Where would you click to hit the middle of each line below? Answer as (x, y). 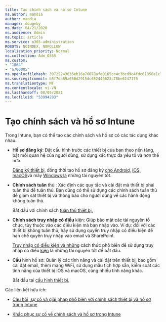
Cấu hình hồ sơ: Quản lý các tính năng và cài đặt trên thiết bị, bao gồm (84, 260)
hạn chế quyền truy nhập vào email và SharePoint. (63, 236)
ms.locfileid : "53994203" (32, 97)
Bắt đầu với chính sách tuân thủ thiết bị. (52, 210)
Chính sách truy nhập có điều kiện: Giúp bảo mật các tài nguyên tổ (81, 220)
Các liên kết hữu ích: (26, 290)
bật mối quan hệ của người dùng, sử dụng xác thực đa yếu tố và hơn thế (85, 155)
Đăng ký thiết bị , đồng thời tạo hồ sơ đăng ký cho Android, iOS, (76, 170)
